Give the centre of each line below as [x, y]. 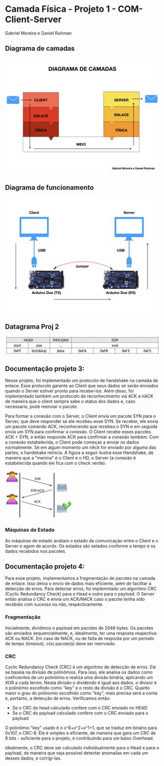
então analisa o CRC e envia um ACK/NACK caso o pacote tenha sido [75, 599]
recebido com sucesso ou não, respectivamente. [54, 604]
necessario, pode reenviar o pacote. [42, 407]
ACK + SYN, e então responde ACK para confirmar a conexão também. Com [82, 437]
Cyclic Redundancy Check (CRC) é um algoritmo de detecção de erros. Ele [81, 667]
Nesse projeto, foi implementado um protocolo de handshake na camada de [82, 381]
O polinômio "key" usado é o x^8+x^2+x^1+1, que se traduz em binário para [81, 728]
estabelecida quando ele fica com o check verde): [56, 463]
